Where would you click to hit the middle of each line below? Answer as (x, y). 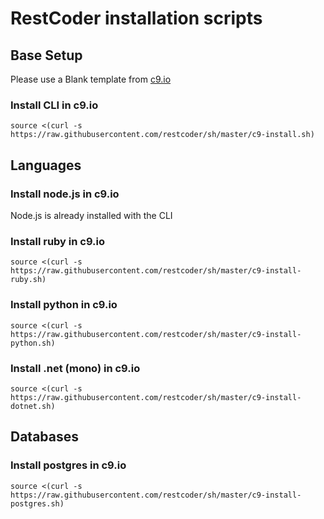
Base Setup (46, 55)
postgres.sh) (37, 503)
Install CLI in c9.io (54, 105)
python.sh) (33, 343)
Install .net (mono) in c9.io (75, 368)
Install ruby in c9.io (58, 241)
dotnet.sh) (33, 406)
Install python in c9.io (64, 305)
